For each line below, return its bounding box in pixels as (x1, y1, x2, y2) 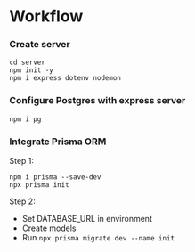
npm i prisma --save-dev (9, 173, 102, 182)
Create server (9, 38, 70, 51)
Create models (21, 223, 77, 233)
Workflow (9, 6, 84, 27)
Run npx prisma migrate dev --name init (21, 232, 175, 243)
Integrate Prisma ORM (9, 135, 107, 148)
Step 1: (9, 156, 34, 167)
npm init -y (9, 66, 53, 75)
